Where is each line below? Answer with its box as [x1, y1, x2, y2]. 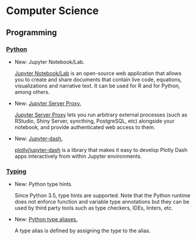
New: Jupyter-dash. [14, 135, 63, 142]
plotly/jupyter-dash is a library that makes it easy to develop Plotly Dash [14, 146, 188, 153]
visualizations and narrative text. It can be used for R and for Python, [14, 82, 180, 89]
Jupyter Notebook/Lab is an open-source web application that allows [14, 69, 182, 77]
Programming [6, 28, 57, 38]
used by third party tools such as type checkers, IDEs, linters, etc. [14, 204, 174, 212]
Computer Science [6, 4, 99, 18]
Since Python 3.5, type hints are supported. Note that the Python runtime [14, 192, 191, 199]
